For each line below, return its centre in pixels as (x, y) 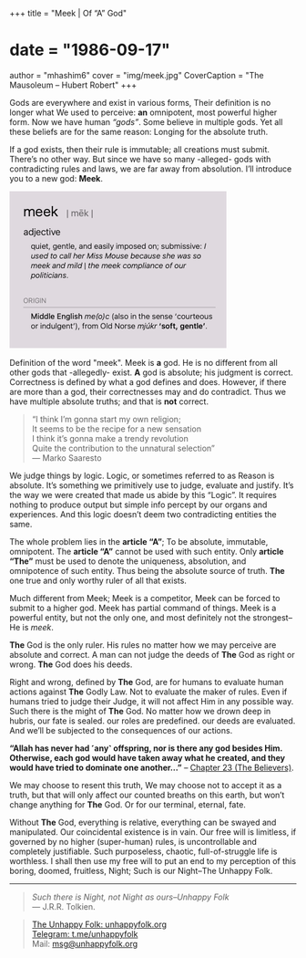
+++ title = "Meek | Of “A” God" (68, 13)
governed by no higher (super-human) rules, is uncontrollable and (133, 841)
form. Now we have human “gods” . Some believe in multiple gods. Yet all (146, 121)
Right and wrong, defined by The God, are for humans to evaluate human (147, 682)
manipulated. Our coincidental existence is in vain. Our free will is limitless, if (153, 832)
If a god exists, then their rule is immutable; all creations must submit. (140, 149)
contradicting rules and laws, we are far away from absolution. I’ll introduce (151, 169)
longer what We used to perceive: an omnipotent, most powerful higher (143, 112)
